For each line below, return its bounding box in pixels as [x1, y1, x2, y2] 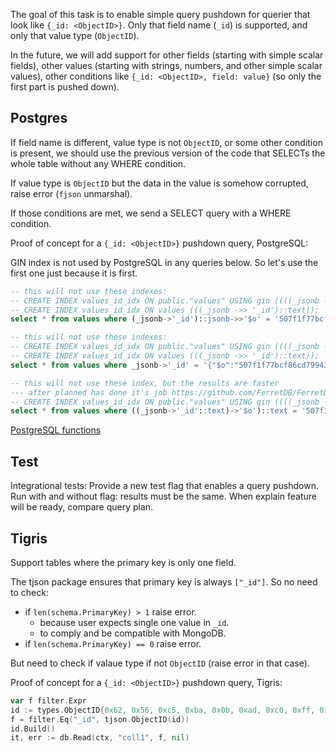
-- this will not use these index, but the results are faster [10, 378, 280, 388]
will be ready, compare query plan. [10, 501, 154, 513]
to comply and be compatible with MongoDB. [39, 627, 227, 639]
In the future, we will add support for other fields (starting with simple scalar [10, 49, 324, 61]
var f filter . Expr [10, 695, 87, 706]
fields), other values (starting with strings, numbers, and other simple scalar [10, 60, 323, 71]
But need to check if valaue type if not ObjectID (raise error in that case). [10, 657, 310, 669]
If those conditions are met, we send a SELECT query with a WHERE [10, 207, 292, 219]
